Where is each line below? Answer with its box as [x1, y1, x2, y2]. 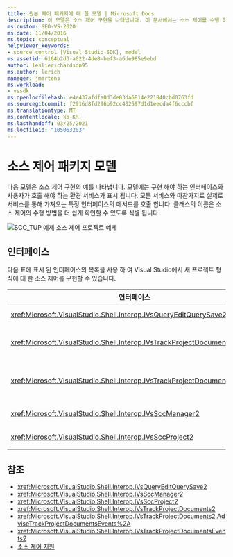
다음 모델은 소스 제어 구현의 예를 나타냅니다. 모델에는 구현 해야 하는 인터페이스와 [7, 183, 224, 191]
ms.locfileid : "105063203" [7, 126, 85, 133]
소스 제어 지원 [17, 542, 55, 551]
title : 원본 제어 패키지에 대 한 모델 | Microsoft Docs [7, 10, 155, 17]
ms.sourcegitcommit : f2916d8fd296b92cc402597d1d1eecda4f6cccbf [7, 101, 194, 108]
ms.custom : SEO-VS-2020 [7, 23, 76, 30]
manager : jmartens [7, 74, 60, 82]
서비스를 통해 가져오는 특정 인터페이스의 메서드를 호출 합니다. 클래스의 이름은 [7, 200, 215, 208]
